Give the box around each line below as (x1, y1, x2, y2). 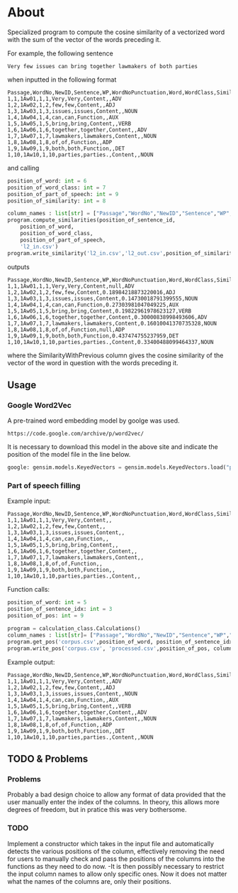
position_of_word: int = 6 (7, 177, 87, 185)
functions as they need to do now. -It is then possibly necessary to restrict (7, 862, 225, 870)
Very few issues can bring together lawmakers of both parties (7, 63, 198, 70)
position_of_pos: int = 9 (7, 612, 84, 619)
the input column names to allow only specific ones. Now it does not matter (7, 870, 227, 878)
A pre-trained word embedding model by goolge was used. (7, 416, 180, 425)
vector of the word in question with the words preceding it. (7, 358, 178, 367)
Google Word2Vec (7, 400, 72, 410)
